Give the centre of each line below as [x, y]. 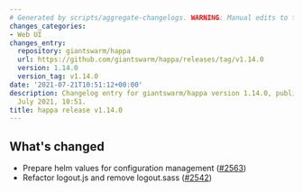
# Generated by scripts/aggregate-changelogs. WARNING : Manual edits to [149, 18]
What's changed [57, 146]
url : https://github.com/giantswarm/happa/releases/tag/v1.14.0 [141, 59]
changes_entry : [38, 43]
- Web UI [26, 34]
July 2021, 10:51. [52, 101]
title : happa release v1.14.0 [66, 110]
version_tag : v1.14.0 [58, 77]
